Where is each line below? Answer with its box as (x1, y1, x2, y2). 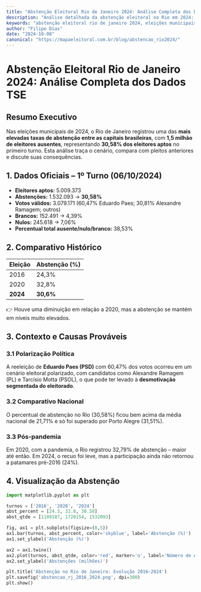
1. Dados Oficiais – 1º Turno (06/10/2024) (6, 171, 163, 181)
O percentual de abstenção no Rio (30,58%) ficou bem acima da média (6, 411, 181, 418)
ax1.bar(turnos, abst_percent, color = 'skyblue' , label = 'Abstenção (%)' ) (6, 531, 191, 537)
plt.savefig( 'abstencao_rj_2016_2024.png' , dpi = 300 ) (6, 575, 141, 581)
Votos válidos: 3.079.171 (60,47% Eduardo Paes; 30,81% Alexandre (14, 199, 181, 207)
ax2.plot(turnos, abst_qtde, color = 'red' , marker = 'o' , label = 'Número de (6, 552, 191, 558)
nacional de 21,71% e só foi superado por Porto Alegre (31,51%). (6, 417, 164, 424)
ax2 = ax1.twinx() (6, 547, 52, 553)
